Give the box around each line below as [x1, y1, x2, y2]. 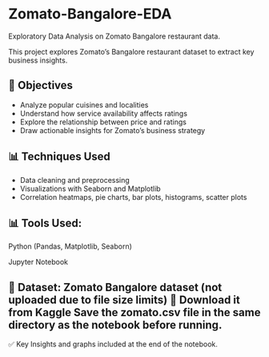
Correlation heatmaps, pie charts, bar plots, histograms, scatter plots [19, 192, 247, 201]
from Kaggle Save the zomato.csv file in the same [8, 306, 261, 319]
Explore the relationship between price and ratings [19, 117, 187, 127]
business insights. [8, 55, 68, 65]
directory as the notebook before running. [8, 318, 223, 331]
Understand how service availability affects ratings [19, 108, 188, 118]
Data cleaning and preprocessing [19, 175, 130, 185]
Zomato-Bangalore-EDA [8, 5, 172, 23]
